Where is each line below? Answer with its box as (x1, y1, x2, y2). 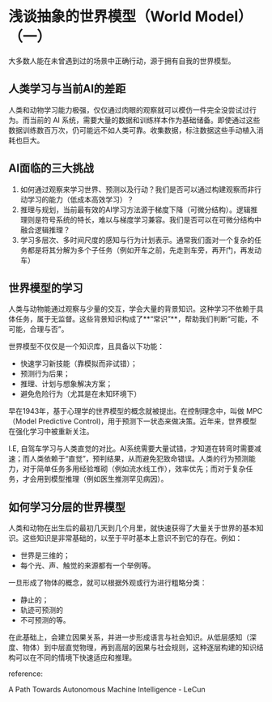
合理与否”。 (29, 325, 69, 334)
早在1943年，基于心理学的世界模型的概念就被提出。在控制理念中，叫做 (8, 406, 245, 416)
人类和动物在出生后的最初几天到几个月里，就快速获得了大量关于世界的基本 (8, 523, 257, 533)
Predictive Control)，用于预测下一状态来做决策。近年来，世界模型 (38, 416, 257, 426)
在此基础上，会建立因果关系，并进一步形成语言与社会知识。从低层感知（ (8, 632, 249, 642)
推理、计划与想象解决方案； (19, 379, 113, 389)
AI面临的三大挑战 (8, 161, 95, 175)
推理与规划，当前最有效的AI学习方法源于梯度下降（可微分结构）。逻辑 (19, 204, 251, 215)
